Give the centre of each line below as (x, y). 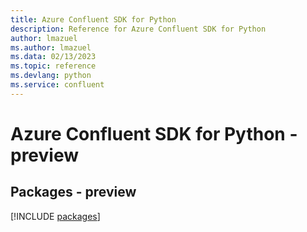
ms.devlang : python (51, 76)
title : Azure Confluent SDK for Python (93, 19)
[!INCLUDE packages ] (55, 216)
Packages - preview (73, 192)
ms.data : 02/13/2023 (53, 57)
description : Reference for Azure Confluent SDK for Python (138, 29)
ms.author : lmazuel (51, 47)
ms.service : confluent (57, 85)
